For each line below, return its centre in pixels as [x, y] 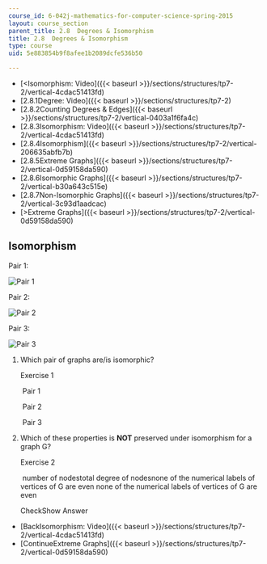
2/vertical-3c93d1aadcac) [63, 204]
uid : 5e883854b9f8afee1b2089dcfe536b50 [76, 53]
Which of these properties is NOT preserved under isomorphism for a [136, 438]
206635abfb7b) [47, 152]
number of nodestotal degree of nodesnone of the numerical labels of [139, 478]
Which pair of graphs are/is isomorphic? [87, 360]
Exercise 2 [38, 462]
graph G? [35, 446]
